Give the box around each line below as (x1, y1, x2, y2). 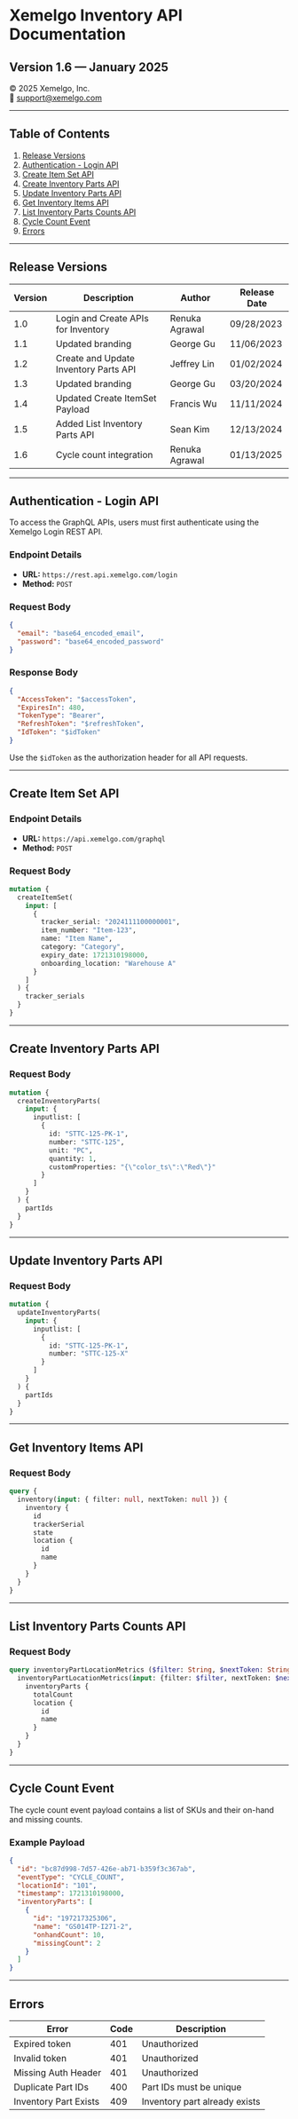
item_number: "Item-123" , (41, 926, 137, 935)
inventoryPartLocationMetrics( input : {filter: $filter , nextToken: (17, 1674, 272, 1683)
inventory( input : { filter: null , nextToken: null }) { (17, 1495, 228, 1504)
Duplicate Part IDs (13, 2081, 89, 2093)
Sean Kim (169, 423, 210, 435)
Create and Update (56, 352, 136, 364)
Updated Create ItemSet (56, 391, 157, 404)
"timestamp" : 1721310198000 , (17, 1889, 125, 1898)
